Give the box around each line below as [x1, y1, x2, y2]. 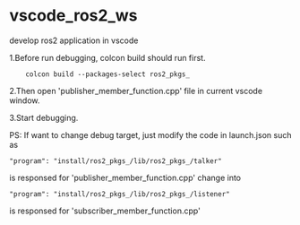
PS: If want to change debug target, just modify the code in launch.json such [9, 129, 292, 140]
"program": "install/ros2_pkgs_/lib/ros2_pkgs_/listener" [9, 189, 230, 198]
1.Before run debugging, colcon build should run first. [9, 52, 206, 63]
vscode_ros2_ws [9, 5, 138, 26]
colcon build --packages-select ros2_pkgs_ [25, 69, 191, 79]
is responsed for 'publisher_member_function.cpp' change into [9, 172, 242, 183]
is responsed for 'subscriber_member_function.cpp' [9, 205, 201, 216]
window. [9, 95, 40, 106]
